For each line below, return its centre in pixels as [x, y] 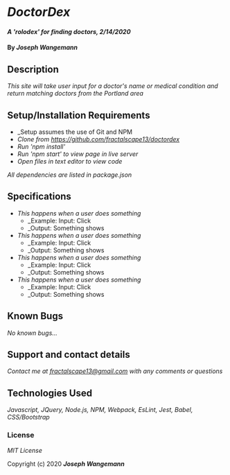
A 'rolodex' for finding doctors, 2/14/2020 [69, 31]
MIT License [25, 450]
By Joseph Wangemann [43, 47]
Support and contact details [69, 355]
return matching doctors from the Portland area [76, 94]
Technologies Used [50, 393]
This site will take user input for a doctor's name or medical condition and [113, 86]
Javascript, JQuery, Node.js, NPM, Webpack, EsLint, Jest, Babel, [100, 410]
